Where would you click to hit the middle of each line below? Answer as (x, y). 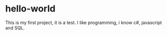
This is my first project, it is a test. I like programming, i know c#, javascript (83, 22)
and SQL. (15, 27)
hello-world (31, 9)
